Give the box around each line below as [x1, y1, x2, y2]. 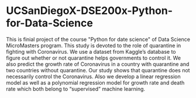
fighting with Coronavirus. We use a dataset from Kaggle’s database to [6, 48, 176, 55]
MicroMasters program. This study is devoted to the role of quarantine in [6, 42, 181, 49]
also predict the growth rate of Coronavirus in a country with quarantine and [6, 60, 190, 68]
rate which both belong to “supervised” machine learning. [6, 85, 145, 92]
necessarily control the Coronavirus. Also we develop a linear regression [6, 73, 181, 80]
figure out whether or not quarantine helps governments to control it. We [6, 54, 181, 61]
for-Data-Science [6, 16, 94, 30]
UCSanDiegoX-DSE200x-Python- [6, 4, 173, 17]
